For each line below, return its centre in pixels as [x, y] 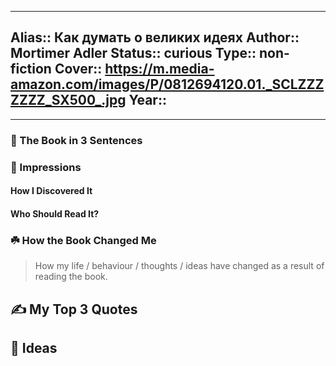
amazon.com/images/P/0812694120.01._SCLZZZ [167, 84]
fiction [31, 69]
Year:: [147, 100]
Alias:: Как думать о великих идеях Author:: [155, 37]
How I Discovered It [51, 191]
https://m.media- [159, 69]
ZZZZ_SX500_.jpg [68, 100]
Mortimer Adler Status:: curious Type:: [133, 53]
